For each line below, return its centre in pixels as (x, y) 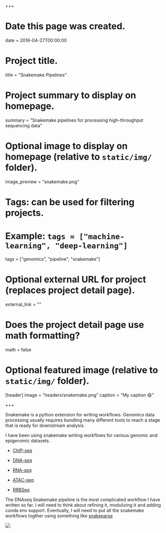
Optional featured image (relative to (82, 370)
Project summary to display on (71, 96)
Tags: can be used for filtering (70, 202)
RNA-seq (22, 470)
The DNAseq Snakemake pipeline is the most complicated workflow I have (83, 500)
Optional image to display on (67, 146)
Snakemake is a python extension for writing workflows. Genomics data (80, 414)
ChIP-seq (22, 450)
